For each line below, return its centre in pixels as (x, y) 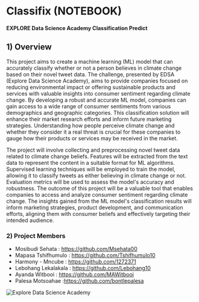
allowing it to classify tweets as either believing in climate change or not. (96, 175)
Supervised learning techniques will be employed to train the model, (91, 169)
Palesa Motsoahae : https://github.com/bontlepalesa (79, 280)
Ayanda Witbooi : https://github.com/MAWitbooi (74, 274)
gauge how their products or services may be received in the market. (92, 138)
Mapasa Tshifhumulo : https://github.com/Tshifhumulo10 (85, 255)
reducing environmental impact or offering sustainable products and (91, 87)
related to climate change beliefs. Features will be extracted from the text (97, 156)
